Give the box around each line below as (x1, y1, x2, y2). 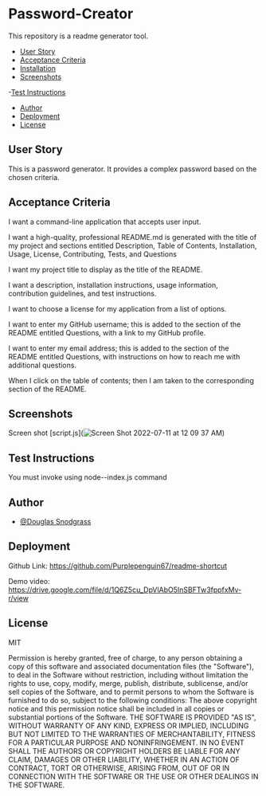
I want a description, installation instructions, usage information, (8, 280, 218, 289)
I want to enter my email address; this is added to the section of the (8, 343, 229, 353)
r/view (8, 593, 29, 602)
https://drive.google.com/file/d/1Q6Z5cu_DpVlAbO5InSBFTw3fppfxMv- (8, 585, 242, 594)
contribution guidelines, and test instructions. (8, 288, 157, 298)
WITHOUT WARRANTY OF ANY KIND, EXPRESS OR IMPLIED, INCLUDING (8, 720, 249, 730)
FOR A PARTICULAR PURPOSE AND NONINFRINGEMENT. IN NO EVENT (8, 738, 244, 747)
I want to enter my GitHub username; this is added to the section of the (8, 320, 241, 329)
